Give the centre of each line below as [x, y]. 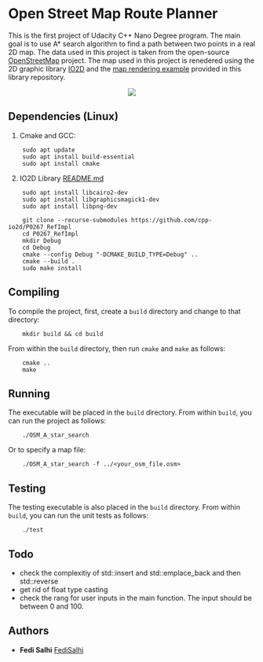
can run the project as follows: [57, 421]
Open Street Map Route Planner [113, 14]
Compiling [34, 293]
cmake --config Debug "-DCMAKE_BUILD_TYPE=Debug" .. [110, 254]
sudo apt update [49, 150]
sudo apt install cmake [61, 163]
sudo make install [52, 268]
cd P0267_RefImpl [51, 234]
